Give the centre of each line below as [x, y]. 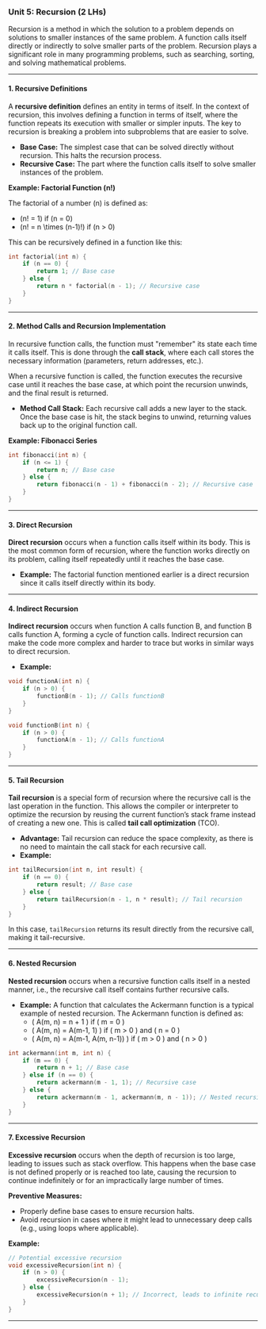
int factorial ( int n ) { [47, 256]
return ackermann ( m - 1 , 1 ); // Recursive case [116, 1083]
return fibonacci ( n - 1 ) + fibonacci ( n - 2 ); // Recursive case [145, 485]
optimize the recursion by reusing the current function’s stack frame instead [132, 815]
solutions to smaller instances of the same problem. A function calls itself [127, 37]
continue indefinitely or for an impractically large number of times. [116, 1180]
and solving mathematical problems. [67, 63]
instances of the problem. [62, 172]
